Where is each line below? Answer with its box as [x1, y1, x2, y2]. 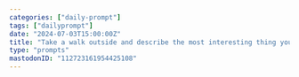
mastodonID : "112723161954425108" [9, 54, 138, 63]
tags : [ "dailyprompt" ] [9, 21, 93, 30]
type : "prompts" [9, 46, 69, 55]
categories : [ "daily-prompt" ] [9, 12, 122, 22]
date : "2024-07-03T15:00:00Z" [9, 29, 122, 38]
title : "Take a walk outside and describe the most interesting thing [9, 37, 277, 47]
